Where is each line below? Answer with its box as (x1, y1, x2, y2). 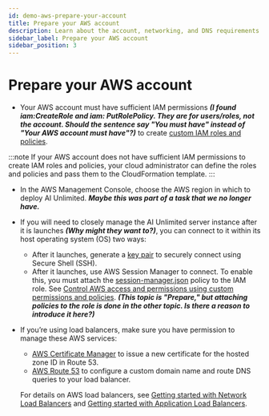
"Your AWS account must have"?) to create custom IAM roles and (19, 128, 242, 138)
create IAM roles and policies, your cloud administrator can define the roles (8, 161, 257, 171)
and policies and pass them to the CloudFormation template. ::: (8, 169, 215, 179)
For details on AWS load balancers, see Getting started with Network (19, 390, 247, 400)
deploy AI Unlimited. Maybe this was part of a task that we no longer (19, 193, 252, 203)
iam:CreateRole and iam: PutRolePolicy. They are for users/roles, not (19, 111, 255, 121)
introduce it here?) (31, 309, 95, 319)
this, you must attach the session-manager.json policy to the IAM (31, 276, 247, 285)
